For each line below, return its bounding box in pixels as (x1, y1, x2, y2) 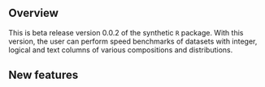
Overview (8, 6, 59, 20)
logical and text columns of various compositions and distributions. (8, 44, 233, 55)
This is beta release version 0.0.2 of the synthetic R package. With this (8, 27, 244, 37)
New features (8, 68, 79, 82)
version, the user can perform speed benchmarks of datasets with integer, (8, 36, 258, 46)
